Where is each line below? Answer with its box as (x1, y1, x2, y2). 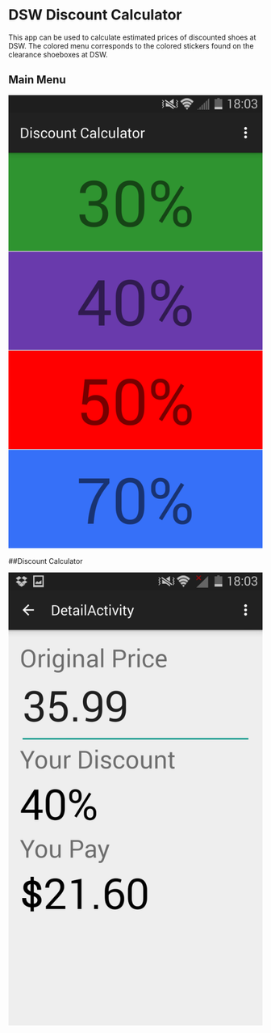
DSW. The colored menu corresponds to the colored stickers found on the (8, 40, 254, 50)
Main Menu (8, 73, 66, 87)
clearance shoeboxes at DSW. (8, 49, 108, 59)
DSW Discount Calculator (8, 6, 182, 24)
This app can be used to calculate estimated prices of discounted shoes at (8, 32, 256, 42)
